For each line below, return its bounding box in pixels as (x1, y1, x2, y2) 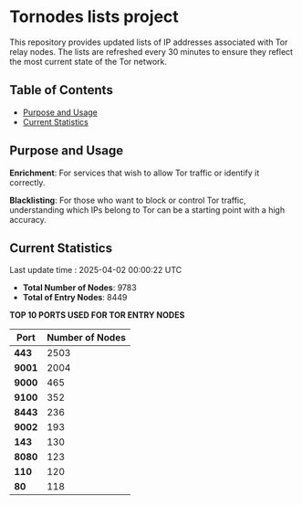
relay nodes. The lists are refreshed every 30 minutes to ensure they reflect (9, 46, 294, 57)
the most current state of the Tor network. (9, 56, 167, 67)
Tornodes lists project (9, 6, 180, 27)
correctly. (9, 176, 46, 188)
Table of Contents (9, 82, 114, 98)
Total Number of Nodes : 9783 (22, 282, 137, 293)
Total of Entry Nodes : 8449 (22, 292, 128, 303)
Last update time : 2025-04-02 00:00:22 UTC (9, 265, 182, 276)
